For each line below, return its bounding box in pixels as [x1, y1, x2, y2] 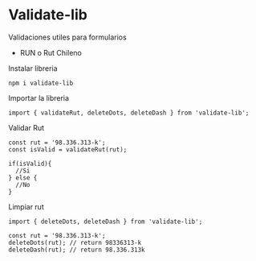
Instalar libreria [8, 63, 58, 73]
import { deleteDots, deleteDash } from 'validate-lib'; [8, 217, 203, 226]
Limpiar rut [8, 201, 44, 211]
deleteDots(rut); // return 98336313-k [8, 238, 142, 246]
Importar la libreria [8, 93, 70, 102]
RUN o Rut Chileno [19, 48, 82, 57]
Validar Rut [8, 122, 45, 132]
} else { [8, 173, 38, 182]
